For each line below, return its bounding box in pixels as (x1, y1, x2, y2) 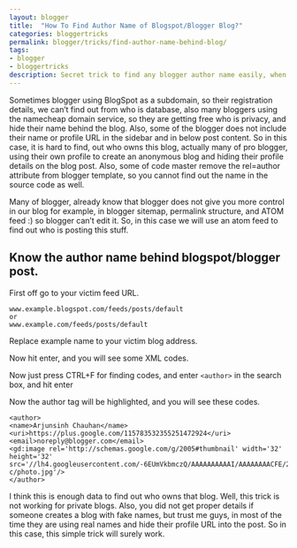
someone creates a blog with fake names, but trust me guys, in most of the (9, 509, 283, 520)
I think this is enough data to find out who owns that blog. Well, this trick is (9, 491, 280, 501)
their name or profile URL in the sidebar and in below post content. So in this (9, 132, 287, 142)
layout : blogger (9, 12, 69, 22)
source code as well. (9, 179, 85, 190)
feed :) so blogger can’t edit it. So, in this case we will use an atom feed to (9, 215, 278, 225)
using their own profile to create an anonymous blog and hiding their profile (9, 151, 285, 162)
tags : (9, 46, 29, 55)
